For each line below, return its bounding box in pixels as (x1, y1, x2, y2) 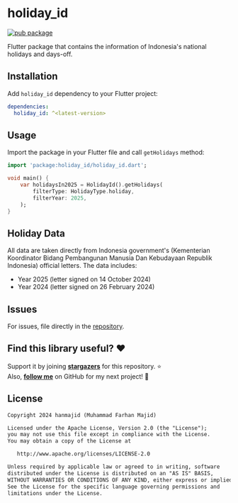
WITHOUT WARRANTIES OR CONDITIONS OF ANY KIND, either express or (7, 476, 208, 484)
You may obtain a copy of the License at (7, 438, 132, 445)
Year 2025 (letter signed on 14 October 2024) (17, 275, 151, 283)
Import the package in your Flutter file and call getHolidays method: (7, 148, 205, 157)
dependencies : (7, 103, 50, 110)
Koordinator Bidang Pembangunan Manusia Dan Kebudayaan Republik (7, 254, 212, 262)
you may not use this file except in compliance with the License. (7, 431, 211, 438)
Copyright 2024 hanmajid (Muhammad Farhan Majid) (7, 411, 157, 418)
